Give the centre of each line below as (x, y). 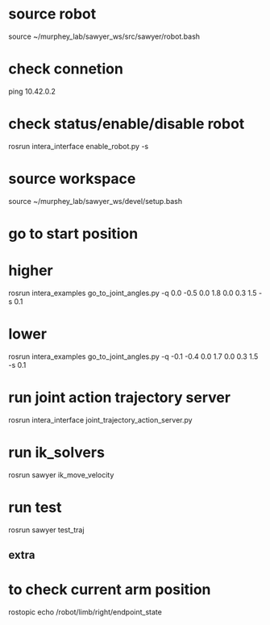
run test (35, 507)
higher (31, 271)
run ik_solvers (56, 452)
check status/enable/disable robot (127, 124)
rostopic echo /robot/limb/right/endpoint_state (85, 612)
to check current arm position (110, 590)
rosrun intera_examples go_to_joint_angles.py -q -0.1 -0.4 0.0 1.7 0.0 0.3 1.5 (133, 356)
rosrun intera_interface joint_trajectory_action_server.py (100, 419)
